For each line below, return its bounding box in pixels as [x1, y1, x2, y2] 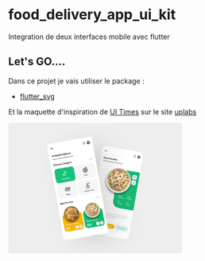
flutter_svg [19, 92, 56, 101]
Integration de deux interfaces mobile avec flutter [8, 32, 171, 41]
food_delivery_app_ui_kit [8, 6, 176, 24]
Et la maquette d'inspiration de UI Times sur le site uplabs [8, 107, 197, 116]
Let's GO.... [8, 55, 66, 68]
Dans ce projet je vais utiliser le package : [8, 76, 145, 85]
